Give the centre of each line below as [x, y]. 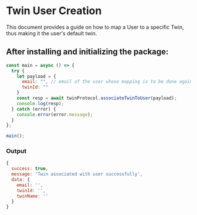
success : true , [30, 169]
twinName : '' [33, 196]
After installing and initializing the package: [87, 52]
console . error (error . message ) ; [55, 115]
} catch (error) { [34, 109]
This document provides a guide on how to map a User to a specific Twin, [95, 27]
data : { [21, 180]
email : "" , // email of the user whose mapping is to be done [99, 82]
